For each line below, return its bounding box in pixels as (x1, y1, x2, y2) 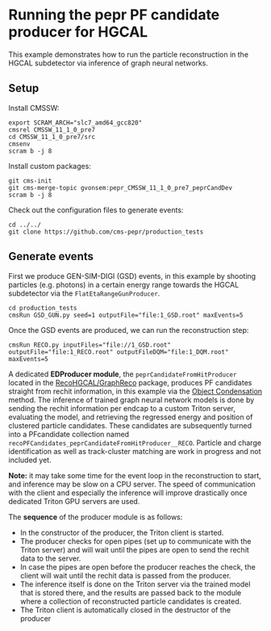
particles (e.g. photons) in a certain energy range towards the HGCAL (8, 280, 240, 289)
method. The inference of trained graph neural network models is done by (8, 394, 255, 405)
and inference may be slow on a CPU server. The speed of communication (8, 479, 256, 489)
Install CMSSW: (8, 103, 60, 112)
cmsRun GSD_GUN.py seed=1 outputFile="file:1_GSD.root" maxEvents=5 (8, 311, 244, 319)
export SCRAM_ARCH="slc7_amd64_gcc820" (8, 119, 143, 127)
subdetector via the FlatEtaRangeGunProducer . (8, 288, 161, 298)
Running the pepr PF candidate (8, 6, 220, 24)
